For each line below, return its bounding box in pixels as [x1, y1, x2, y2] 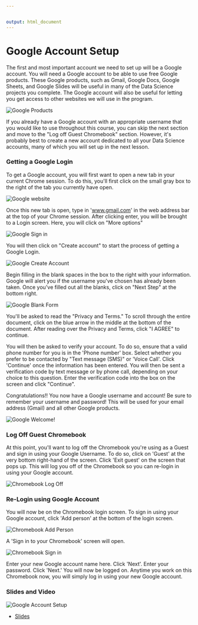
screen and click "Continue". [6, 380, 75, 387]
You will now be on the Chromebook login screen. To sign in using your [6, 508, 179, 516]
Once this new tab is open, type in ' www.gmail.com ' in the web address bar [6, 206, 190, 213]
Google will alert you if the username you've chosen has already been [6, 277, 176, 284]
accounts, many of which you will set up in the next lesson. [6, 143, 150, 150]
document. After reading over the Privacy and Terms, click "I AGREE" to [6, 325, 180, 332]
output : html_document [6, 19, 62, 25]
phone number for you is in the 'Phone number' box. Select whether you [6, 349, 181, 356]
